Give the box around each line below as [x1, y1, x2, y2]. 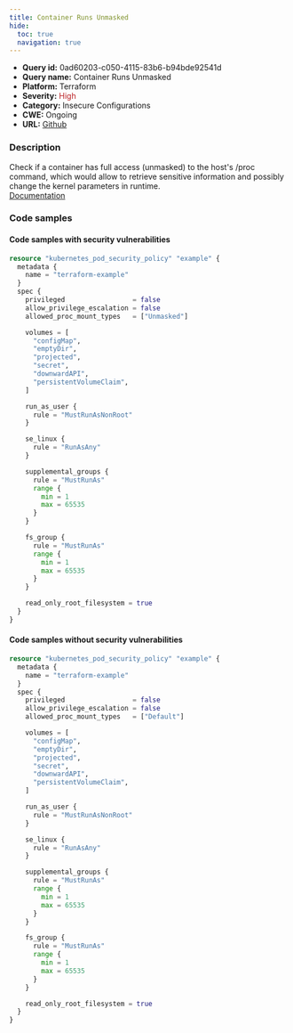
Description [9, 142, 61, 154]
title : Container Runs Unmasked [9, 12, 129, 22]
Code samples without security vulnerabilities [9, 634, 184, 646]
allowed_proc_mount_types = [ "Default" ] [25, 712, 185, 721]
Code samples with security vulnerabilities [9, 234, 170, 245]
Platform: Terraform [21, 81, 97, 92]
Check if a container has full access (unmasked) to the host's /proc [9, 161, 256, 172]
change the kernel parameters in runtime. [9, 180, 162, 191]
